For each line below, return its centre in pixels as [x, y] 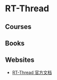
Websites [20, 60]
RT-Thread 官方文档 [32, 72]
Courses [18, 27]
